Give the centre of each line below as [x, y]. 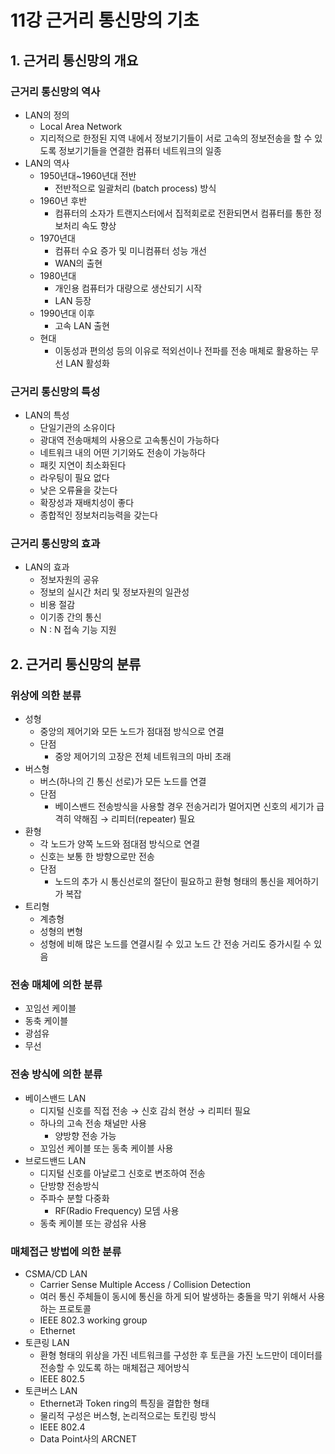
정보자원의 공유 [69, 580]
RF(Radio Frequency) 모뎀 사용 [117, 1210]
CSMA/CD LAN [56, 1274]
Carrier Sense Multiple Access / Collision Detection [145, 1285]
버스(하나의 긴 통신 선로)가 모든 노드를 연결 [123, 782]
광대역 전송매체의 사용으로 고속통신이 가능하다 [129, 440]
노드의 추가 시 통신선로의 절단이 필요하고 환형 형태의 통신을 [169, 882]
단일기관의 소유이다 [77, 428]
